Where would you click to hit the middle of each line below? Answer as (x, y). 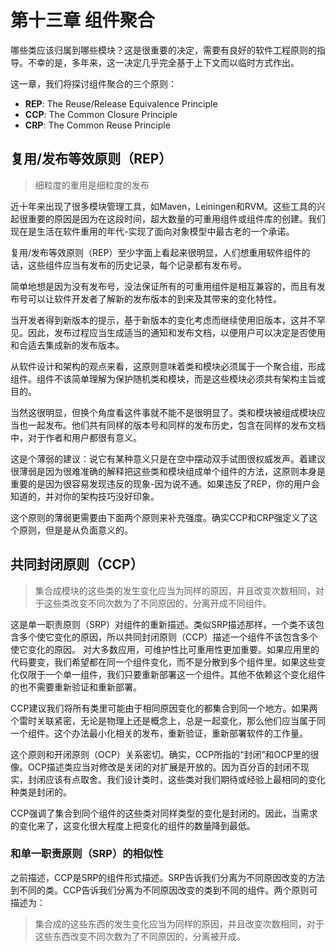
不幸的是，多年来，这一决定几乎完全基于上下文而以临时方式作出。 (163, 62)
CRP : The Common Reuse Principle (97, 125)
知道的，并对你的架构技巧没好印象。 (85, 496)
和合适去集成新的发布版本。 (67, 345)
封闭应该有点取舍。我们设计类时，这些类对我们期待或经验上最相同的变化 (176, 779)
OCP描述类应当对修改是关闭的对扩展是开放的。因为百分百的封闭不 (164, 767)
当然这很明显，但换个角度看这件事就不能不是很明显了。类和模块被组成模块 (163, 412)
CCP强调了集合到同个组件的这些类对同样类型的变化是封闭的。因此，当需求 (164, 813)
